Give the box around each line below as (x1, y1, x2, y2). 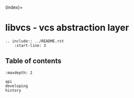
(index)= (5, 5, 23, 10)
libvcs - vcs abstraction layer (5, 22, 129, 33)
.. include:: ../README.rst (5, 38, 64, 43)
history (5, 88, 22, 93)
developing (5, 83, 28, 88)
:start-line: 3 (14, 43, 46, 48)
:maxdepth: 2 (5, 70, 33, 75)
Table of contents (5, 57, 61, 65)
